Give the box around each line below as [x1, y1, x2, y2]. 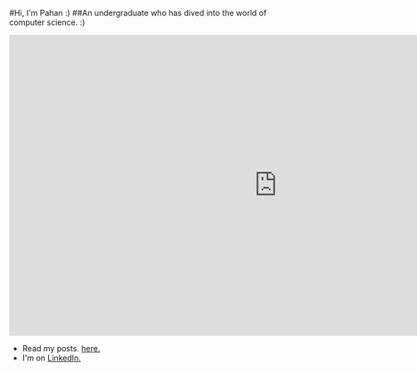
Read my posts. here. [21, 343, 101, 353]
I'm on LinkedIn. [21, 352, 82, 363]
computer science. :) [9, 17, 86, 28]
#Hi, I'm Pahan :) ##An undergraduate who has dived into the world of [9, 8, 267, 18]
